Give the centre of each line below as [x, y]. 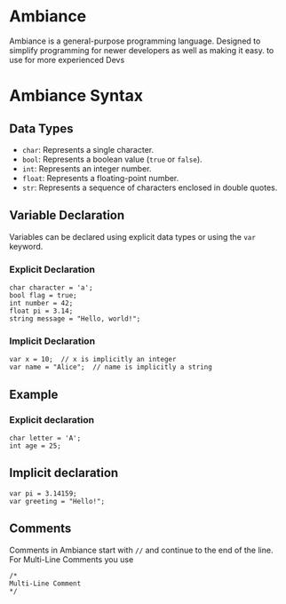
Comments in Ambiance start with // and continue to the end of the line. [141, 550]
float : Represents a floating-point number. [100, 178]
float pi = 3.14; [41, 311]
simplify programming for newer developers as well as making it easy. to [142, 50]
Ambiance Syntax [76, 96]
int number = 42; [41, 304]
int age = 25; [36, 446]
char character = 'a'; [51, 288]
